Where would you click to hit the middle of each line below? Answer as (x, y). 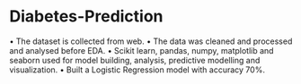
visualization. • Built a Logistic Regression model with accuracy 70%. (137, 70)
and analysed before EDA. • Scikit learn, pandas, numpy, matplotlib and (142, 50)
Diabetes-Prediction (86, 17)
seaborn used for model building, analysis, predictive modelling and (135, 60)
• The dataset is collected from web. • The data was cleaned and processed (151, 41)
